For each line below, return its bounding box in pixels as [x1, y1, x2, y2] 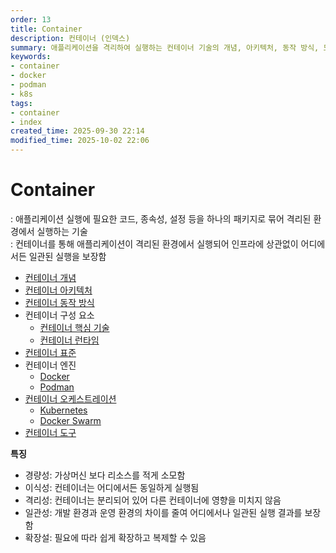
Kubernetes [39, 404, 88, 416]
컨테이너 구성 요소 [24, 309, 95, 321]
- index [10, 117, 43, 127]
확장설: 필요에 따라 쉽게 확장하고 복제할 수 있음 [24, 531, 207, 543]
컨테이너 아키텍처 [24, 284, 93, 296]
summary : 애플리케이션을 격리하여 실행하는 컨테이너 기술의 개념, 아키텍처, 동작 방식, [10, 42, 320, 53]
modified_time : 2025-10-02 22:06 [10, 136, 150, 146]
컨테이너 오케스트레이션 [24, 392, 117, 405]
